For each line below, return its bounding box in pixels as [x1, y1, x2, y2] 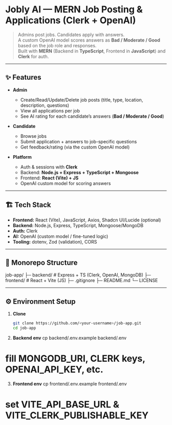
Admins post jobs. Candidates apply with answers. [17, 31, 125, 38]
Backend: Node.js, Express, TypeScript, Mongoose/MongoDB [12, 222, 144, 228]
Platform [12, 154, 32, 160]
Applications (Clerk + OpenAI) [5, 14, 136, 26]
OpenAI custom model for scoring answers [20, 180, 111, 186]
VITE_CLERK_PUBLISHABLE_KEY [5, 410, 149, 421]
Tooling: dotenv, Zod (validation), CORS [12, 238, 97, 245]
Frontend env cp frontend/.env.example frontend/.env [12, 380, 127, 386]
